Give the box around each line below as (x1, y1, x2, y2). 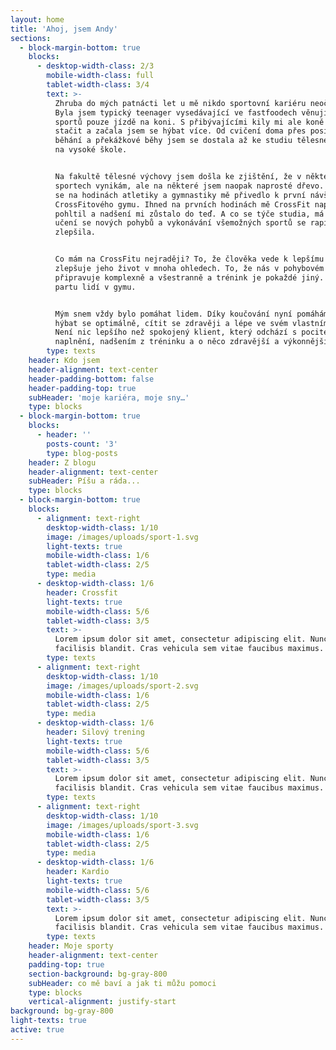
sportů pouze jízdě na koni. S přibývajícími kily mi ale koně (54, 117, 325, 127)
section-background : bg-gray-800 (28, 969, 168, 979)
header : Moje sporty (28, 941, 114, 951)
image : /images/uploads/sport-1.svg (46, 532, 199, 542)
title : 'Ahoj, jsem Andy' (10, 24, 118, 34)
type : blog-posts (46, 448, 118, 458)
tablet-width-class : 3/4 (46, 80, 150, 90)
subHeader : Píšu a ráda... (28, 476, 141, 486)
